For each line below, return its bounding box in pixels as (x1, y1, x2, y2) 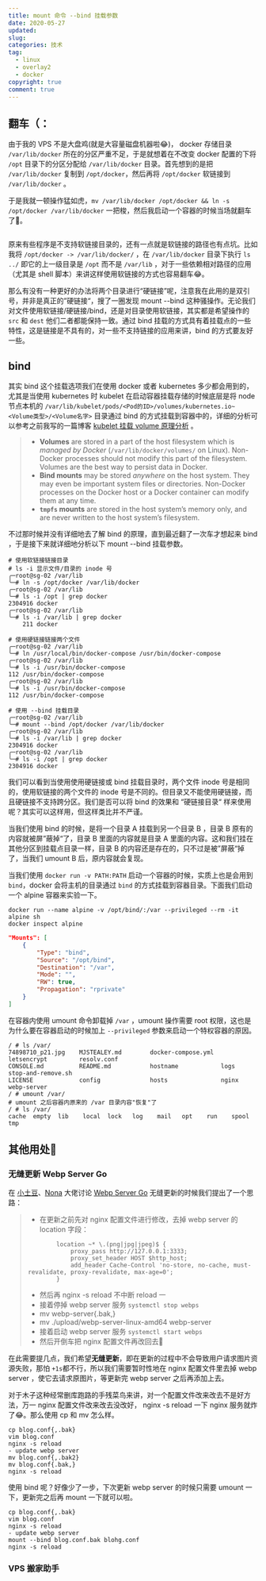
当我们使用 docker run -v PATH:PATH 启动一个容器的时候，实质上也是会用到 (8, 871, 253, 879)
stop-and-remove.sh (8, 1069, 73, 1077)
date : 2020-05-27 (8, 19, 66, 27)
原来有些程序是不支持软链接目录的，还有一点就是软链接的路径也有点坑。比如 (8, 240, 258, 249)
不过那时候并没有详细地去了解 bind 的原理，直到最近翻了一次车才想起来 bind (8, 529, 258, 538)
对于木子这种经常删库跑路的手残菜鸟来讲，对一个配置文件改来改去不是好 (8, 1391, 244, 1400)
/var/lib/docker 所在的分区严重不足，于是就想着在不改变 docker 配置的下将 (8, 149, 256, 159)
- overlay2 (15, 63, 51, 71)
